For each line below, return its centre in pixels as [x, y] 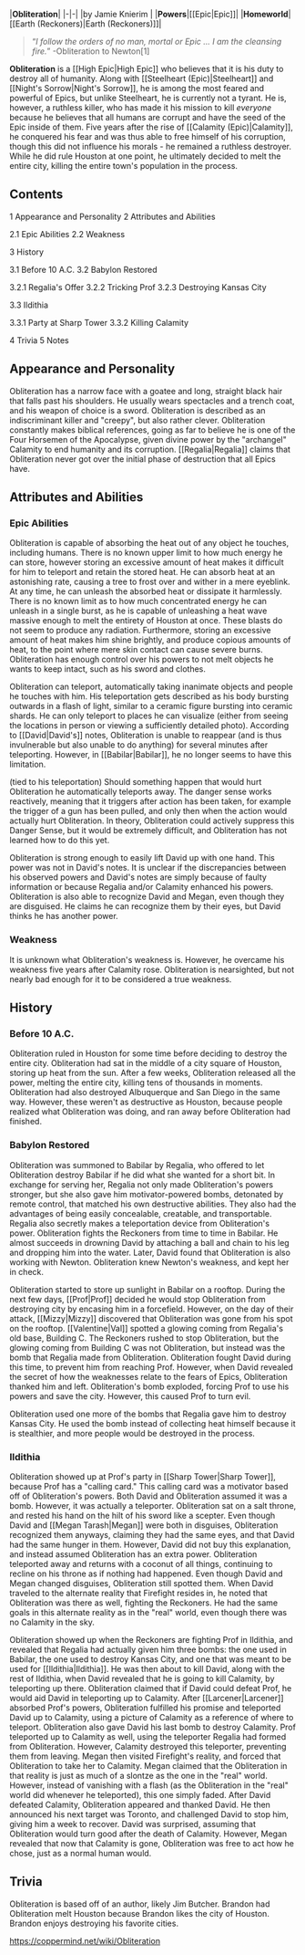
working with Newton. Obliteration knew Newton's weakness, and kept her [149, 1262]
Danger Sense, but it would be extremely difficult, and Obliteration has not [148, 831]
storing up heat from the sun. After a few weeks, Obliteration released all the [152, 1073]
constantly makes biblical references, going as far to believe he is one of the [152, 430]
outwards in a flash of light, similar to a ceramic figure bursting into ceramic [151, 706]
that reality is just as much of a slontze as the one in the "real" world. [139, 1775]
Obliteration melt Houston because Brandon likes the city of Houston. [140, 1913]
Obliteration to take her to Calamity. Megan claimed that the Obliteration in [148, 1765]
